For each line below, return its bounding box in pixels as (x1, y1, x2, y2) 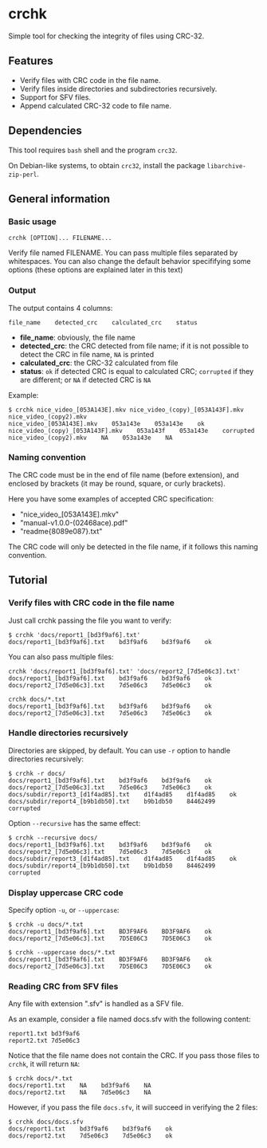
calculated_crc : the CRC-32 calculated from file (19, 358, 179, 368)
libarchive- (206, 162, 247, 170)
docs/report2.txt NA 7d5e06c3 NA (8, 1089, 151, 1097)
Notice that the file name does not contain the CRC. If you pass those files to (8, 1051, 260, 1060)
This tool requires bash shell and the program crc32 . (8, 145, 178, 155)
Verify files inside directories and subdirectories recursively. (19, 84, 218, 93)
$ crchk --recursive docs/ (8, 834, 98, 842)
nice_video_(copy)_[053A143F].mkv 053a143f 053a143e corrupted (8, 427, 255, 434)
